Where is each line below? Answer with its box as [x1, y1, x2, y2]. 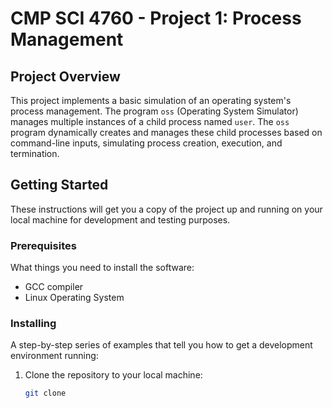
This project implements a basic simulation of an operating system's [10, 95, 292, 106]
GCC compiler [24, 281, 84, 293]
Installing [10, 317, 57, 331]
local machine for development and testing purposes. [10, 213, 231, 226]
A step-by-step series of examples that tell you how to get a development [10, 339, 313, 351]
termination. [10, 148, 60, 159]
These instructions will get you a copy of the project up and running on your [10, 203, 323, 215]
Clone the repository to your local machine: [24, 369, 203, 381]
